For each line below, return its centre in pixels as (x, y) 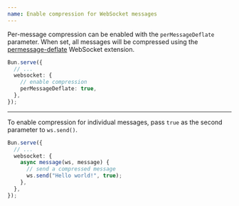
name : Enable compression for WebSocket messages (83, 14)
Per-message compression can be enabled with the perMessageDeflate (111, 34)
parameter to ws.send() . (43, 129)
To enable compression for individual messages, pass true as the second (115, 122)
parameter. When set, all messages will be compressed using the (103, 42)
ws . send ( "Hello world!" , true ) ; (74, 176)
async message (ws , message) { (65, 163)
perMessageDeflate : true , (59, 89)
